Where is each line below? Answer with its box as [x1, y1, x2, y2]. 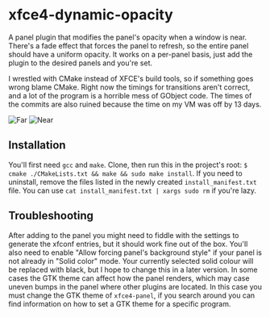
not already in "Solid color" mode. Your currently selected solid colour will [8, 256, 254, 265]
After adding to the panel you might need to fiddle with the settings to [8, 230, 239, 240]
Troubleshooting [8, 209, 94, 223]
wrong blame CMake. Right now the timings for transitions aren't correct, [8, 82, 251, 92]
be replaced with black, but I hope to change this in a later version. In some [8, 265, 258, 274]
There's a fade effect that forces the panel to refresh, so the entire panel [8, 40, 249, 50]
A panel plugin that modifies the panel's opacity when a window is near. [8, 32, 247, 42]
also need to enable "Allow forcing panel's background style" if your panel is [8, 248, 263, 257]
